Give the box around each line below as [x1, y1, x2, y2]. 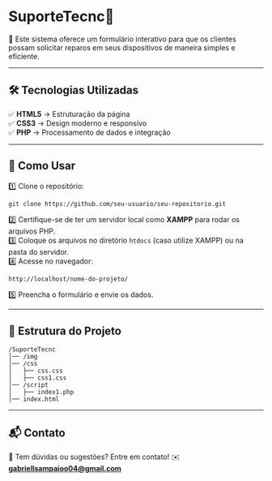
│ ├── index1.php [8, 389, 74, 397]
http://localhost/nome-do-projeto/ [8, 275, 129, 283]
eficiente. [8, 51, 40, 61]
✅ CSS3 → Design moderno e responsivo [8, 118, 147, 128]
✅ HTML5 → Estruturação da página [8, 109, 130, 118]
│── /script [8, 381, 49, 389]
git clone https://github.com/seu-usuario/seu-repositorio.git [8, 200, 227, 208]
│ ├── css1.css [8, 374, 67, 382]
